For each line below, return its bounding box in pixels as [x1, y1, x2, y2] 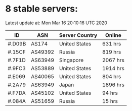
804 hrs [102, 73, 121, 80]
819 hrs [102, 48, 121, 55]
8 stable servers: [5, 3, 78, 15]
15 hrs [102, 97, 118, 104]
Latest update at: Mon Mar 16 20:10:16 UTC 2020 [5, 20, 108, 26]
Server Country [59, 31, 98, 38]
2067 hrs [102, 57, 125, 64]
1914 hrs [102, 65, 125, 72]
